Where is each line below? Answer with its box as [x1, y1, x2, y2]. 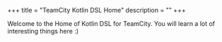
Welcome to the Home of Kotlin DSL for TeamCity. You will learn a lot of [7, 20, 216, 27]
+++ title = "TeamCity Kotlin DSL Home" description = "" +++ [7, 6, 186, 14]
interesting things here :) [7, 27, 79, 35]
